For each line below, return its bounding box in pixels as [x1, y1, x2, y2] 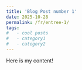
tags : [6, 24, 19, 31]
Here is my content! [6, 57, 54, 64]
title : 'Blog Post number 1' [6, 8, 77, 15]
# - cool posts [6, 30, 49, 36]
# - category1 [6, 36, 46, 41]
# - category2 [6, 41, 46, 47]
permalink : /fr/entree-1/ [6, 19, 69, 25]
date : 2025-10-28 [6, 14, 49, 20]
